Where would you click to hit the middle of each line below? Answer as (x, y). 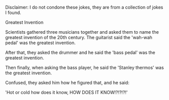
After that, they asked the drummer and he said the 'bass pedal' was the (80, 53)
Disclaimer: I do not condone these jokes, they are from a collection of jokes (84, 7)
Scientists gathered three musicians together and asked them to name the (82, 32)
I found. (13, 13)
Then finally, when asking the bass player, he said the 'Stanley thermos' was (84, 68)
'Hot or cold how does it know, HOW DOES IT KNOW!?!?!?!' (67, 92)
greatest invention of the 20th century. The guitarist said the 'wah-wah (79, 37)
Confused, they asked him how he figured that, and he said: (67, 83)
